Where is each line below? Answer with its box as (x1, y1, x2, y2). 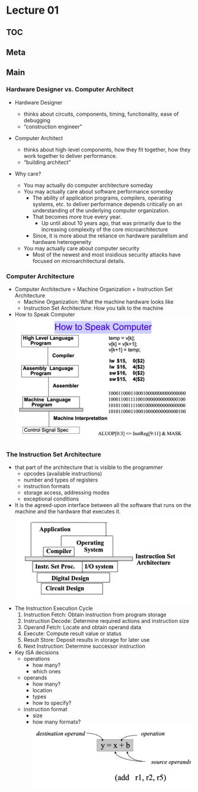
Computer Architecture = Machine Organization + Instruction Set (14, 286, 173, 293)
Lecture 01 (6, 4, 59, 17)
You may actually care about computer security (23, 245, 140, 252)
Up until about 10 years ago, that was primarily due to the (41, 219, 181, 226)
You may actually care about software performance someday (23, 188, 173, 195)
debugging (23, 116, 50, 123)
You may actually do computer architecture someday (23, 182, 153, 189)
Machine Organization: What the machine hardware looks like (23, 298, 174, 305)
